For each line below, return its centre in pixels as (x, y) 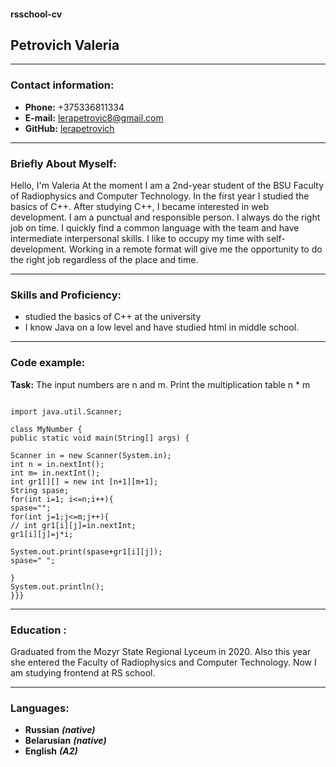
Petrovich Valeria (65, 45)
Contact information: (62, 85)
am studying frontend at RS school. (83, 672)
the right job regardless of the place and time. (104, 259)
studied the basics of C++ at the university (113, 317)
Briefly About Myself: (63, 163)
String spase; (40, 490)
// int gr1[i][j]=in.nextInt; (73, 525)
